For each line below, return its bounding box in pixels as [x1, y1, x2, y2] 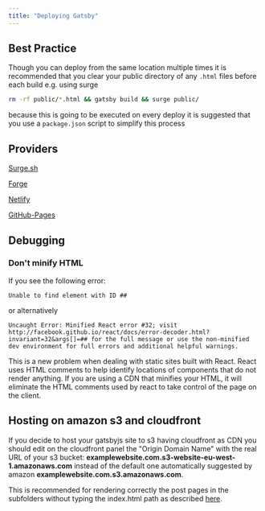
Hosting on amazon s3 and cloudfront [8, 414, 202, 427]
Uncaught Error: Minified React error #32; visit [8, 321, 178, 329]
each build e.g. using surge [8, 80, 99, 89]
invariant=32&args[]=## [8, 335, 88, 343]
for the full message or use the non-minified [91, 335, 250, 343]
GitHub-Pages [8, 210, 56, 220]
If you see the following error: [8, 275, 106, 286]
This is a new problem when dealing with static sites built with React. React [8, 356, 257, 366]
